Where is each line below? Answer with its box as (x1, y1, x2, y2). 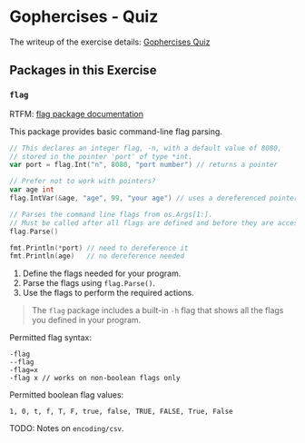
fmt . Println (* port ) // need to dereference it (9, 243, 189, 252)
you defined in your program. (31, 315, 142, 326)
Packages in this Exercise (9, 63, 157, 78)
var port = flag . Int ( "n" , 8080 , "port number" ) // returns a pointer (9, 161, 279, 170)
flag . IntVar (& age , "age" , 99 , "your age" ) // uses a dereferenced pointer (9, 193, 299, 202)
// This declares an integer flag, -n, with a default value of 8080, (9, 143, 282, 153)
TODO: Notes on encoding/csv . (9, 423, 124, 434)
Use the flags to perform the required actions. (22, 288, 194, 299)
